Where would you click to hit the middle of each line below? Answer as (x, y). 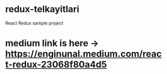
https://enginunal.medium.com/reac (83, 54)
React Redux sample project (34, 23)
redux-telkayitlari (42, 9)
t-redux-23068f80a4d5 (56, 65)
